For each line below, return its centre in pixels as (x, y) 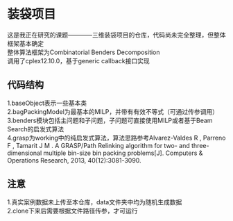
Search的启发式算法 (36, 129)
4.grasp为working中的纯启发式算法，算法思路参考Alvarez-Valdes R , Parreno (116, 138)
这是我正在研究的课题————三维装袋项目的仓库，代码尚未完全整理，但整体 (116, 35)
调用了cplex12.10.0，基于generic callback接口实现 (79, 60)
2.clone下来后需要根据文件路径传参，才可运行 (72, 211)
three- (200, 145)
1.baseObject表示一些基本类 (47, 103)
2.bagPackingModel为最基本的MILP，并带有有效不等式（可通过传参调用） (113, 111)
